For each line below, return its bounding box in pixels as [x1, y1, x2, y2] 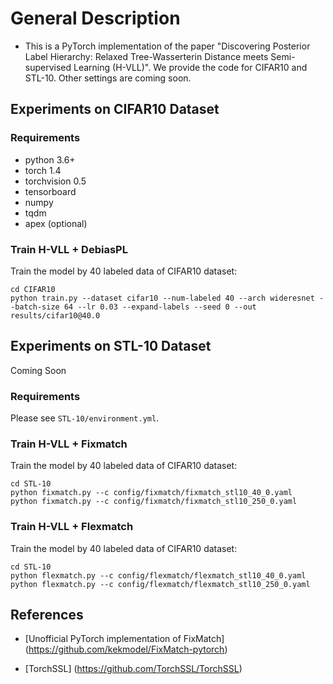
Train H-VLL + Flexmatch [10, 520, 134, 534]
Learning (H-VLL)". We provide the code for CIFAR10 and [73, 61, 308, 73]
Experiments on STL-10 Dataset [10, 338, 212, 355]
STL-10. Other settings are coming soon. [24, 72, 192, 84]
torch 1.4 [24, 164, 62, 176]
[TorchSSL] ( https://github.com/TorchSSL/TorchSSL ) [24, 663, 243, 675]
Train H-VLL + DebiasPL [10, 242, 128, 256]
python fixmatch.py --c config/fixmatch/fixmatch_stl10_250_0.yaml [10, 497, 298, 507]
